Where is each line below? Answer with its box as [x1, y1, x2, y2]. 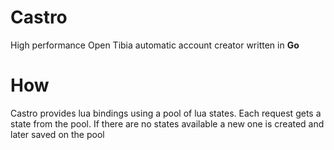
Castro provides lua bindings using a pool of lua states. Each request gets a [10, 107, 322, 119]
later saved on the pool [10, 128, 105, 140]
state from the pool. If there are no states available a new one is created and [10, 117, 325, 130]
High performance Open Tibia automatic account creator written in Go [10, 39, 300, 51]
